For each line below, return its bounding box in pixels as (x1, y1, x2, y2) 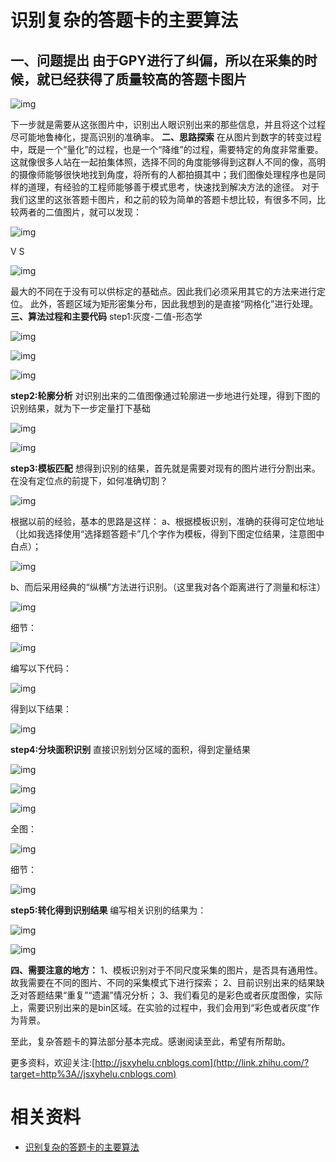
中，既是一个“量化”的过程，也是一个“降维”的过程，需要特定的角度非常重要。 (10, 144, 324, 155)
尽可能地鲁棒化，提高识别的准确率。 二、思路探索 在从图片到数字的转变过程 (10, 131, 322, 143)
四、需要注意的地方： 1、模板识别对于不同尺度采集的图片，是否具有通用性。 (10, 964, 323, 976)
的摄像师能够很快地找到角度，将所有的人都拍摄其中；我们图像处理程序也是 (10, 169, 317, 180)
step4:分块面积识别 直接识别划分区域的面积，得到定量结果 (10, 744, 252, 755)
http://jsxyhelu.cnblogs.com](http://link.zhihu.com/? (94, 1057, 310, 1068)
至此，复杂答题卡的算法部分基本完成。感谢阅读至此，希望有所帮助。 (10, 1036, 291, 1047)
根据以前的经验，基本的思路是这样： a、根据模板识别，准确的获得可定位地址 (10, 516, 325, 527)
